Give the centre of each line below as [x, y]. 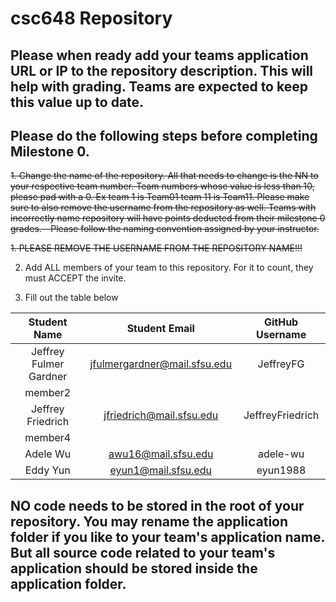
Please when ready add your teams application [159, 55]
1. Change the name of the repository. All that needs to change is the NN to [164, 176]
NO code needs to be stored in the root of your [157, 505]
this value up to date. [77, 102]
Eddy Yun [47, 470]
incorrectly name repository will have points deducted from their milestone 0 [168, 218]
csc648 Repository [91, 18]
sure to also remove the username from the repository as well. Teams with [163, 208]
